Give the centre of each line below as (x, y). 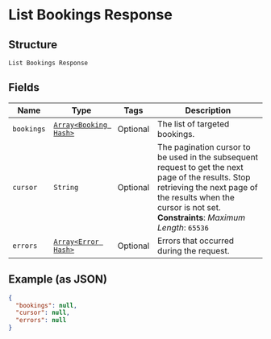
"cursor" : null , (43, 313)
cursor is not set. (189, 207)
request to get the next (200, 167)
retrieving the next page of (207, 187)
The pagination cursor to (204, 147)
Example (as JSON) (58, 279)
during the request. (193, 250)
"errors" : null (41, 320)
